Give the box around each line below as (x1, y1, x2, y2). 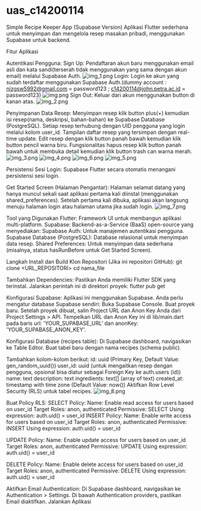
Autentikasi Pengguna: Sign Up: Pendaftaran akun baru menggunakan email (6, 59, 194, 67)
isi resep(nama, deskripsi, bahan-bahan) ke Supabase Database (6, 115, 165, 123)
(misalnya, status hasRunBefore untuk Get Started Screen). (6, 246, 152, 253)
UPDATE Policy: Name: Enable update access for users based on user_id (6, 436, 186, 443)
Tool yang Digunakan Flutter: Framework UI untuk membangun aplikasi (6, 214, 182, 222)
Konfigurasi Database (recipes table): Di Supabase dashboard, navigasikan (6, 337, 191, 345)
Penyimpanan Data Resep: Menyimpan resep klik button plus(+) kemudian (6, 109, 190, 116)
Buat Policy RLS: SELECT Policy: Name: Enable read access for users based (6, 399, 194, 406)
